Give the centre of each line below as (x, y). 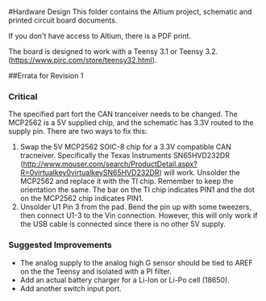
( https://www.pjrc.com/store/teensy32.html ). (83, 60)
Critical (23, 96)
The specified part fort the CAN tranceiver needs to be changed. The (123, 114)
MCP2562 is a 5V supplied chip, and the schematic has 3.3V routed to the (131, 123)
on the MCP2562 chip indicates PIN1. (81, 199)
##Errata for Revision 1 (46, 75)
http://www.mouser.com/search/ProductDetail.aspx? (110, 164)
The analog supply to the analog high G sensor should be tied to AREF (136, 262)
